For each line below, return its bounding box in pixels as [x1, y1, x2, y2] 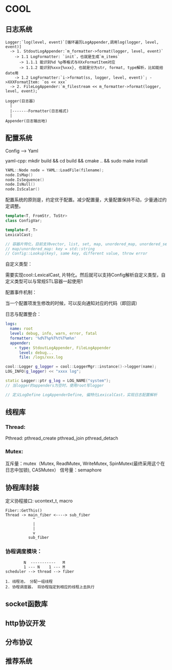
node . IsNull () [5, 182, 36, 187]
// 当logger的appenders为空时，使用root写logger [5, 383, 104, 388]
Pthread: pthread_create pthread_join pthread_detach [5, 435, 119, 441]
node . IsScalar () [5, 187, 40, 192]
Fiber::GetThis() [5, 508, 42, 513]
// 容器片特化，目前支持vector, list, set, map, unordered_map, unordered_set [5, 241, 170, 247]
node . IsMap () [5, 172, 33, 177]
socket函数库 [5, 600, 48, 608]
